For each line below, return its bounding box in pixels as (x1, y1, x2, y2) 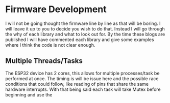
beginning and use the (5, 91, 53, 97)
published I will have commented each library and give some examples (5, 37, 154, 43)
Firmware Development (5, 4, 107, 15)
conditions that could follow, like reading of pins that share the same (5, 81, 149, 87)
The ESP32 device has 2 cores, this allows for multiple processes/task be (5, 70, 160, 76)
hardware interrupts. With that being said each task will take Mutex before (5, 86, 161, 92)
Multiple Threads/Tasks (5, 57, 83, 65)
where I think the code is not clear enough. (5, 42, 95, 48)
